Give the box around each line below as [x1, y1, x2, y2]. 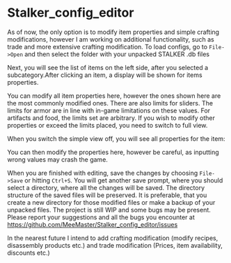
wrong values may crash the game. [7, 155, 108, 164]
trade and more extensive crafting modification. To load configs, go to [7, 42, 207, 51]
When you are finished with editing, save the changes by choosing [7, 169, 198, 177]
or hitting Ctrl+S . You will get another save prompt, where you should [24, 176, 223, 185]
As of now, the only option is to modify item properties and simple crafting [7, 28, 220, 36]
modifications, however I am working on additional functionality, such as [7, 35, 214, 43]
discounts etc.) [7, 248, 50, 257]
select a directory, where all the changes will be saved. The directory [7, 183, 205, 192]
